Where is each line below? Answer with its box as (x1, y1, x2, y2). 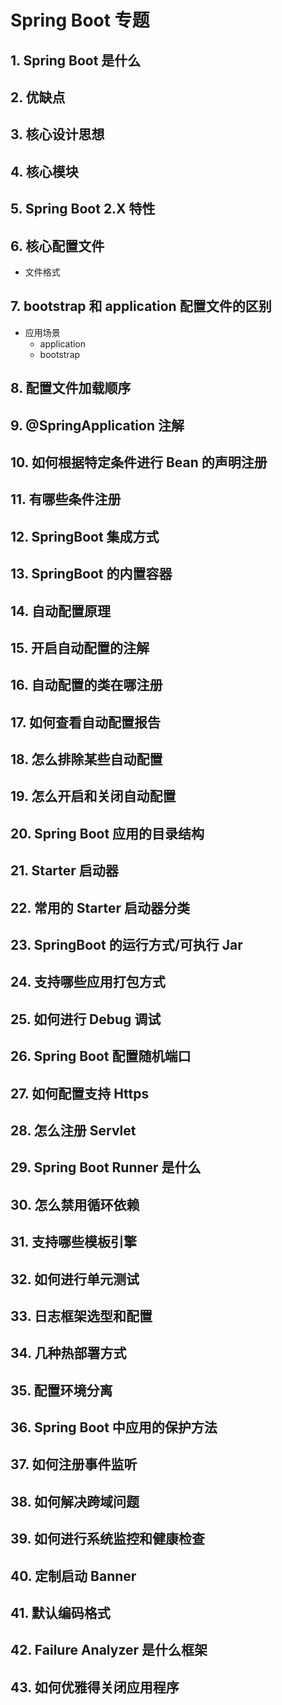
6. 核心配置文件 (10, 237, 105, 255)
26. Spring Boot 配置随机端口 (10, 1048, 192, 1065)
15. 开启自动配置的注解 (10, 639, 150, 656)
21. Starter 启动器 (10, 862, 119, 880)
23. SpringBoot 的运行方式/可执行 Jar (10, 937, 243, 954)
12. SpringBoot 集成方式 (10, 528, 160, 545)
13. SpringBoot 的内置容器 (10, 566, 173, 583)
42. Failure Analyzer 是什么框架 (10, 1642, 208, 1659)
